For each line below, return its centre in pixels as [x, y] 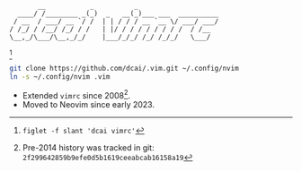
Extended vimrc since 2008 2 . [76, 94]
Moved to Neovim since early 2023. [89, 105]
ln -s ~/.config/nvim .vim [60, 77]
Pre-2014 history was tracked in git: [88, 148]
